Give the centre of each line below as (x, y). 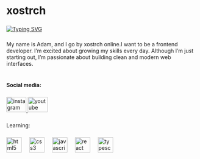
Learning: (18, 125)
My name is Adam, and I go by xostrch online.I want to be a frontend (92, 44)
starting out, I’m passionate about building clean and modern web (89, 57)
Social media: (24, 85)
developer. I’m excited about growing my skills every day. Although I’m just (100, 51)
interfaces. (20, 64)
